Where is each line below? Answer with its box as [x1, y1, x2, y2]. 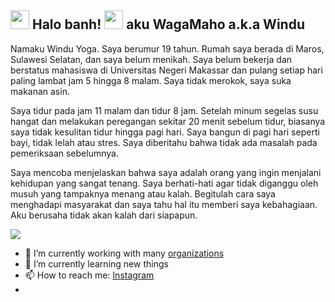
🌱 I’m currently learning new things [24, 257, 169, 270]
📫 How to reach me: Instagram [24, 269, 155, 281]
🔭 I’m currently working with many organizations [24, 247, 225, 259]
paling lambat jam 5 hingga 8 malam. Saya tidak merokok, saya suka [10, 74, 292, 86]
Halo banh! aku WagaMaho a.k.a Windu [31, 16, 305, 33]
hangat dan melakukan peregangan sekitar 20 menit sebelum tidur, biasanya [10, 115, 326, 127]
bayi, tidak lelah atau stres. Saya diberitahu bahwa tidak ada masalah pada [10, 136, 318, 148]
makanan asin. [10, 85, 70, 97]
